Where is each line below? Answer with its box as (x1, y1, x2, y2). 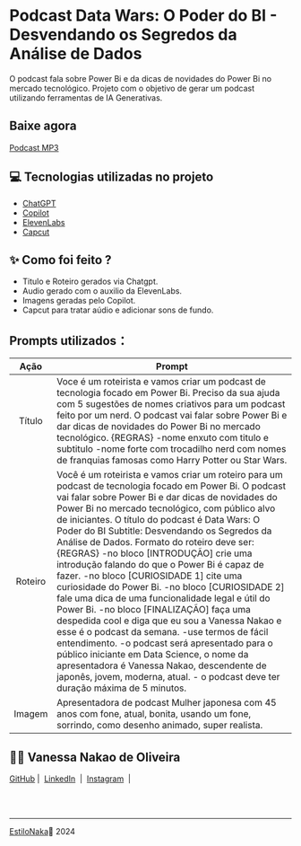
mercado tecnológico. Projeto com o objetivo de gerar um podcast (9, 83, 255, 93)
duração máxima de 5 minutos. (56, 682, 187, 694)
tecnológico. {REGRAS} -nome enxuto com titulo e (56, 432, 269, 445)
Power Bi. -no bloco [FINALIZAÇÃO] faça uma (56, 604, 251, 616)
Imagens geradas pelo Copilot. (21, 295, 136, 306)
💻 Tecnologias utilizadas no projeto (9, 170, 214, 185)
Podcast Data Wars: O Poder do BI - (9, 5, 278, 26)
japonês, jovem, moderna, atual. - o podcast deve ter (56, 671, 280, 683)
